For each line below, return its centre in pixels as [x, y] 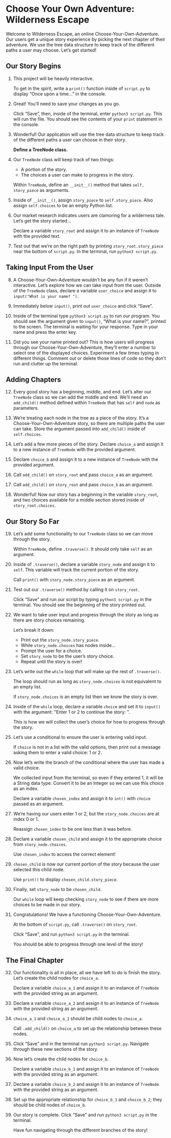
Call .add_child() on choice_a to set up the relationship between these [87, 1028]
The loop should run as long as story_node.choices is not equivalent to [87, 681]
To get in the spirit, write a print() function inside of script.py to [82, 88]
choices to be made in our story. [47, 905]
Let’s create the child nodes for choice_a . [56, 978]
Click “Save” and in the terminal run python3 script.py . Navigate [81, 1044]
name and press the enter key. [45, 332]
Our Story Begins [34, 66]
